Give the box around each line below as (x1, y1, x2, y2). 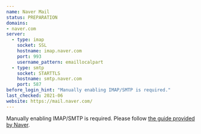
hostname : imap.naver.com (17, 48, 82, 54)
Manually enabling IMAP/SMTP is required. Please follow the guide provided (6, 115, 196, 122)
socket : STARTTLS (17, 70, 61, 76)
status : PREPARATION (6, 14, 58, 20)
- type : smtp (11, 64, 45, 71)
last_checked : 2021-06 (6, 93, 63, 99)
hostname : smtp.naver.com (17, 76, 82, 82)
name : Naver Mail (6, 8, 50, 15)
